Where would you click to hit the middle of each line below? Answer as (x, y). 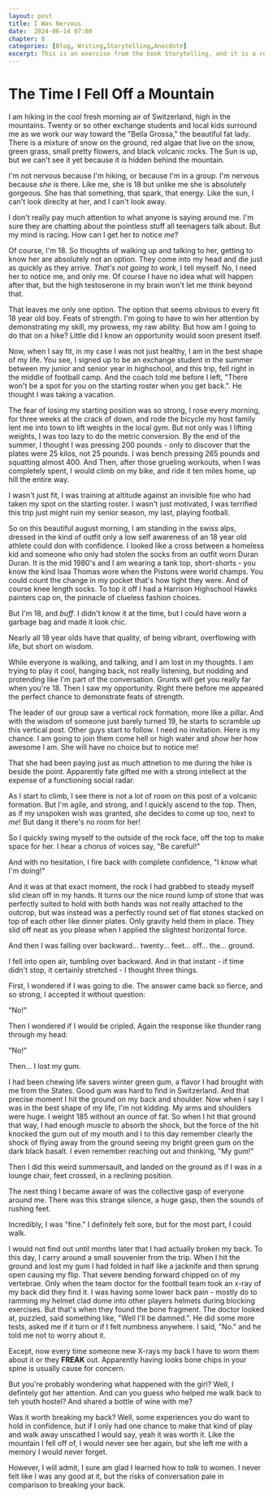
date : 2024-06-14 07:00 (50, 31)
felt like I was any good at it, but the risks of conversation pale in (116, 1476)
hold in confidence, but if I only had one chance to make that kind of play (131, 1426)
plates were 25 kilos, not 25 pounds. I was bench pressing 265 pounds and (134, 453)
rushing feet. (30, 1208)
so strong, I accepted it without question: (77, 994)
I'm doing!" (27, 870)
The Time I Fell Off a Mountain (112, 94)
